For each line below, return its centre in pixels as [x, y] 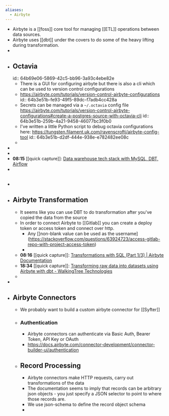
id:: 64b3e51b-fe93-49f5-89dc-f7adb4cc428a [68, 100]
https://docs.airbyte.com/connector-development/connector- [91, 344]
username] [127, 233]
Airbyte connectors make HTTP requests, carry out [80, 378]
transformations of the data [56, 383]
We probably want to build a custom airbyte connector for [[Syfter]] [90, 310]
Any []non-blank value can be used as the [71, 233]
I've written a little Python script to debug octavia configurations [87, 127]
